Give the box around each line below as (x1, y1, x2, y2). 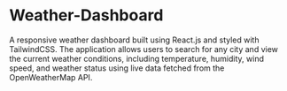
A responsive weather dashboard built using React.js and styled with (9, 34, 260, 45)
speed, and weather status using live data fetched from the (9, 63, 225, 73)
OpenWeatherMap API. (9, 72, 93, 82)
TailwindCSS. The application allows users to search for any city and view (9, 43, 279, 54)
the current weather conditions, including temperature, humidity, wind (9, 53, 264, 64)
